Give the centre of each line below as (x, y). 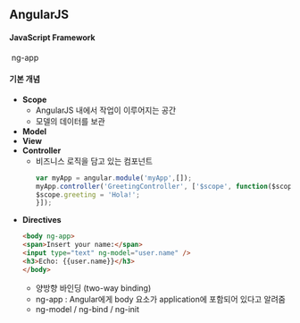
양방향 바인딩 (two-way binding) (93, 288)
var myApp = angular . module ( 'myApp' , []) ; (113, 178)
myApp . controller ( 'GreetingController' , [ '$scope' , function (151, 186)
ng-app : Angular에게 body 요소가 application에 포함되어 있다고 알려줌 (160, 299)
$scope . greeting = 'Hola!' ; (87, 195)
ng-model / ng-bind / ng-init (87, 309)
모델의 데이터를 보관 (70, 121)
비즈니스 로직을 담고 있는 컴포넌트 (94, 161)
